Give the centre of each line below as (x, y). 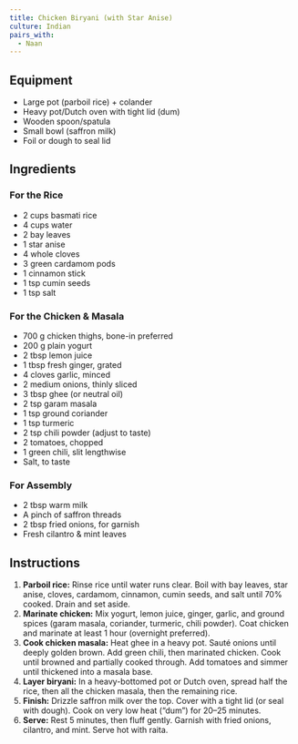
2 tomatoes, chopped (63, 443)
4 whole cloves (51, 254)
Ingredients (43, 169)
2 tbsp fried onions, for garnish (81, 525)
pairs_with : (32, 35)
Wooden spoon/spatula (67, 122)
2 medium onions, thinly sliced (80, 384)
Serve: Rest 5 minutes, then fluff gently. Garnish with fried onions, (147, 720)
